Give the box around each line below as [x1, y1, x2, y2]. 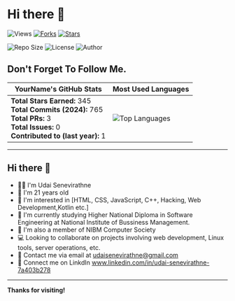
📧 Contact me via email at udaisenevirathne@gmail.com [17, 251, 178, 259]
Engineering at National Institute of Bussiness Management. [17, 218, 190, 226]
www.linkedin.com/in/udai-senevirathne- [92, 258, 210, 267]
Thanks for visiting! [7, 286, 66, 294]
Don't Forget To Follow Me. [7, 63, 127, 76]
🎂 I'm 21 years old [17, 188, 69, 197]
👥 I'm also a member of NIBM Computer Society [17, 225, 156, 234]
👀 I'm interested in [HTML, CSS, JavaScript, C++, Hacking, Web [17, 195, 201, 204]
